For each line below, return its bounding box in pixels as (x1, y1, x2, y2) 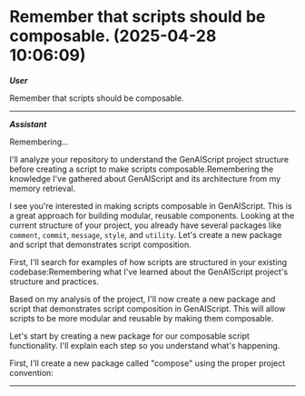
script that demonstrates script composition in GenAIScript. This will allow (9, 302, 286, 314)
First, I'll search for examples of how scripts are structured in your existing (9, 256, 288, 267)
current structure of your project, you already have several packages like (9, 220, 282, 231)
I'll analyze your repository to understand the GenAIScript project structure (9, 153, 289, 164)
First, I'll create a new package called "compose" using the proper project (9, 357, 286, 369)
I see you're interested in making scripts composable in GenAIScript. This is (9, 200, 292, 211)
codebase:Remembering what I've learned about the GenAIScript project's (9, 266, 289, 277)
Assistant (9, 118, 47, 129)
